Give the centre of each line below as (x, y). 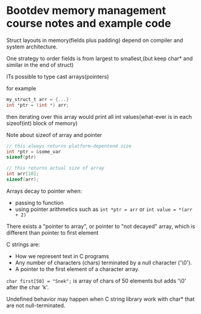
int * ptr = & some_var (34, 152)
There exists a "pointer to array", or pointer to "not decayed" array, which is (101, 226)
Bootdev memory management (86, 11)
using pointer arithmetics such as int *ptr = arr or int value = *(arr (104, 209)
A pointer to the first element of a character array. (77, 269)
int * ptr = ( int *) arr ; (38, 105)
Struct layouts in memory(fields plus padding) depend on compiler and (95, 40)
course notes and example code (89, 23)
